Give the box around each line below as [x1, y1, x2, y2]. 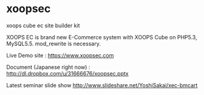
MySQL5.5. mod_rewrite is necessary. [6, 40, 101, 47]
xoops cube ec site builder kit [6, 22, 80, 29]
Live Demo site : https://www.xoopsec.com [6, 51, 114, 59]
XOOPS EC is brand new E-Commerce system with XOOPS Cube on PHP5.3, [6, 33, 197, 41]
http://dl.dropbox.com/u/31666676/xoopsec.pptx [6, 70, 129, 77]
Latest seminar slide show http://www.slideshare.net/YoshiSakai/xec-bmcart [6, 81, 198, 89]
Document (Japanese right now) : [6, 63, 90, 71]
